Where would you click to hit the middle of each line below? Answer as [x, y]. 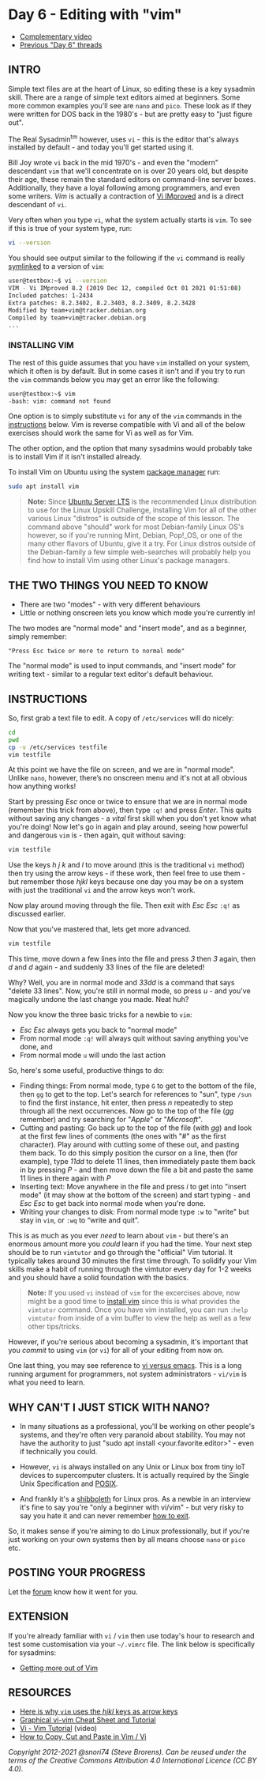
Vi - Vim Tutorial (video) [58, 1729]
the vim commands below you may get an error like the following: [114, 379]
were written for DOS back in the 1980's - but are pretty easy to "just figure [131, 114]
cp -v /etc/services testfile [58, 747]
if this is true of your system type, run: [70, 229]
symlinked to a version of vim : [56, 266]
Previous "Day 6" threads [61, 44]
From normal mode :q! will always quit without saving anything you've [134, 1038]
